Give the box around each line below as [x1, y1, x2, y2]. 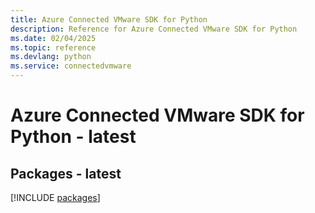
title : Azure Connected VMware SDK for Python [10, 14, 208, 25]
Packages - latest [10, 165, 122, 182]
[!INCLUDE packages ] [10, 192, 101, 203]
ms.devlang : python [10, 52, 92, 62]
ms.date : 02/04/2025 [10, 33, 97, 43]
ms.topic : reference [10, 42, 97, 53]
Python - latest [10, 126, 137, 148]
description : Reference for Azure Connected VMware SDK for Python [10, 24, 298, 34]
